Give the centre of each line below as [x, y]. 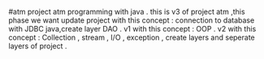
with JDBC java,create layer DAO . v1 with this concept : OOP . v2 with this [132, 29]
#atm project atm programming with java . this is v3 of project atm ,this [127, 12]
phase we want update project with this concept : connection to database [132, 20]
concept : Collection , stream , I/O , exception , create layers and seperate [132, 37]
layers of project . [38, 46]
